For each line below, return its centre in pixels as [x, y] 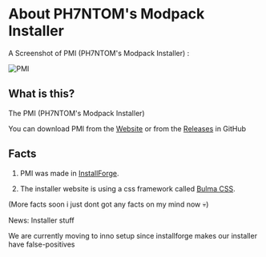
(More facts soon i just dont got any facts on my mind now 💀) [109, 204]
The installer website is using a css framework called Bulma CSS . [128, 188]
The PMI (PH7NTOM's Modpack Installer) [77, 113]
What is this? [42, 94]
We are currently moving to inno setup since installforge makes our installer [133, 235]
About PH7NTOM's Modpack [107, 14]
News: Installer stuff [41, 220]
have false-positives [42, 244]
